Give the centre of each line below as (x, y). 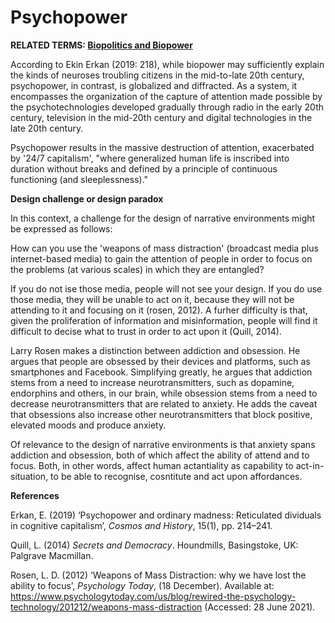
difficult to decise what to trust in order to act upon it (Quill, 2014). (146, 331)
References (35, 495)
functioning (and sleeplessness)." (79, 179)
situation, (29, 476)
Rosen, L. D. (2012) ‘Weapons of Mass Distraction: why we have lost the (158, 575)
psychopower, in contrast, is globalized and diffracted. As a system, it (154, 85)
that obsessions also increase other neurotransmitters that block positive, (161, 414)
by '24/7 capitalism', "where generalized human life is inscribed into (150, 158)
